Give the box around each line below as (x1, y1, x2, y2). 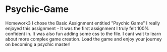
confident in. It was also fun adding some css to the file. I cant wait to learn (5, 30, 161, 36)
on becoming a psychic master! (5, 41, 71, 47)
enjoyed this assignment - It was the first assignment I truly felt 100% (5, 25, 149, 31)
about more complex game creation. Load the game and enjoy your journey (5, 36, 162, 42)
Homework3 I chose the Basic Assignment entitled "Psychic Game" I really (5, 20, 160, 26)
